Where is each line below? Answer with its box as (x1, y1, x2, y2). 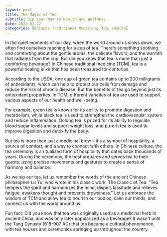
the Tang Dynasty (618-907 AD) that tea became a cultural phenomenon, (5, 221, 155, 227)
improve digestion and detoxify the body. (5, 128, 90, 134)
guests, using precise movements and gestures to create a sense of (5, 159, 145, 165)
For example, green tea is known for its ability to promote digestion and (5, 107, 152, 113)
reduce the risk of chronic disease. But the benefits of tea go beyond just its (5, 86, 162, 92)
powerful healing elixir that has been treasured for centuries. (5, 66, 130, 72)
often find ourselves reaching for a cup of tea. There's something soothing (5, 45, 159, 51)
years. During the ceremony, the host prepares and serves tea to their (5, 153, 149, 160)
